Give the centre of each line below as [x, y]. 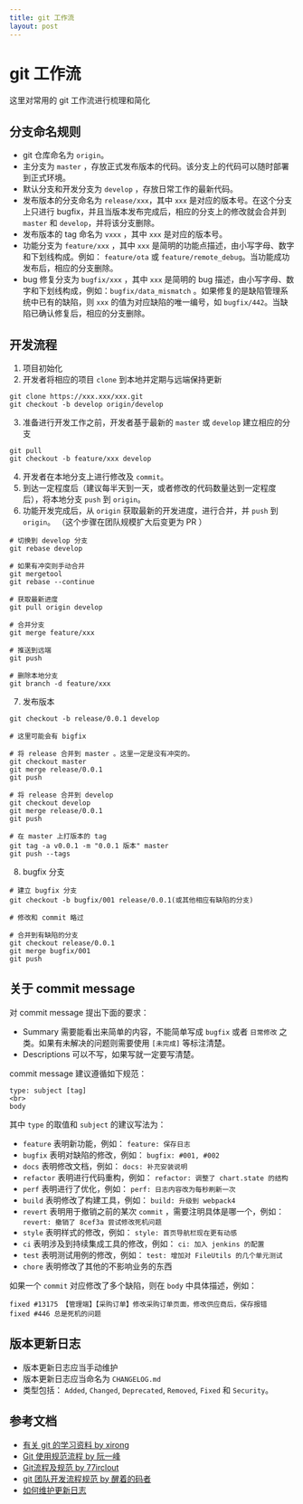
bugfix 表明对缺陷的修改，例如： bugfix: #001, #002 [121, 1155]
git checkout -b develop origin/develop [87, 405]
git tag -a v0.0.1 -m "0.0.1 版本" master [89, 847]
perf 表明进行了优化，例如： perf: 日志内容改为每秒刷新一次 [129, 1188]
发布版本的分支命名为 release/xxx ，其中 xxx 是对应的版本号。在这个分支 [157, 201]
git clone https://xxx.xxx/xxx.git [76, 397]
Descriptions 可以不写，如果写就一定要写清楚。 [110, 1054]
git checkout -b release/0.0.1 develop [85, 719]
